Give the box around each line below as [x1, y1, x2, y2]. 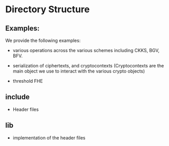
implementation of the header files [12, 134, 86, 141]
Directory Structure [5, 4, 90, 15]
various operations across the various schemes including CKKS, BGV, [12, 47, 160, 53]
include [5, 93, 30, 102]
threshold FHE [12, 78, 43, 84]
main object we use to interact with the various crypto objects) [12, 68, 145, 74]
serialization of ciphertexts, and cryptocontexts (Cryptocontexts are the [12, 63, 164, 68]
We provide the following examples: [5, 37, 81, 43]
